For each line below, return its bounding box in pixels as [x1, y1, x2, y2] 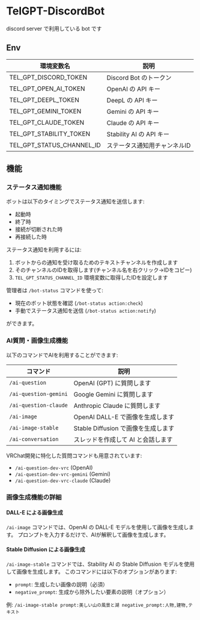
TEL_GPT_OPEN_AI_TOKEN [9, 84, 85, 93]
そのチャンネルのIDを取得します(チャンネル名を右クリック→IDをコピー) [14, 266, 192, 274]
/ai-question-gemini [9, 390, 68, 397]
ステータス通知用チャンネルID [106, 141, 191, 149]
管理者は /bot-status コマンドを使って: [6, 287, 103, 294]
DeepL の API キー [106, 96, 158, 104]
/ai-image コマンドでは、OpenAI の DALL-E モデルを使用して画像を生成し [6, 523, 189, 531]
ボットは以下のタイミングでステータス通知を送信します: [6, 198, 145, 205]
